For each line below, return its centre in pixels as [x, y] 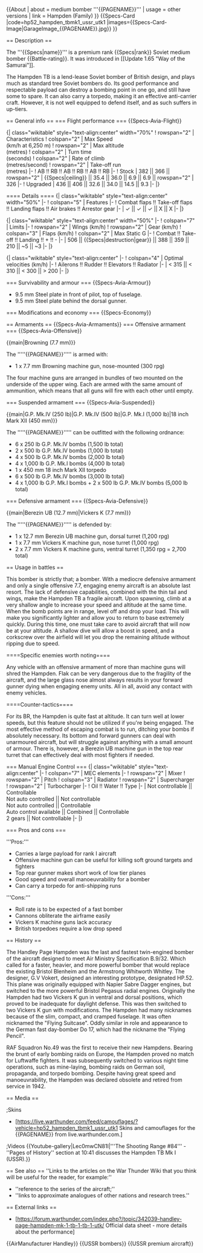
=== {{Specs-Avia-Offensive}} [44, 331]
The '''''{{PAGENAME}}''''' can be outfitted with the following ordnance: [95, 432]
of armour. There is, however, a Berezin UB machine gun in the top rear [95, 748]
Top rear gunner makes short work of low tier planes [80, 873]
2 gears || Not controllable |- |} [44, 818]
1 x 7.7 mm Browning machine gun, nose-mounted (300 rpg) [90, 366]
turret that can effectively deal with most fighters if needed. [80, 755]
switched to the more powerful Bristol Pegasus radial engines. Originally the [101, 991]
